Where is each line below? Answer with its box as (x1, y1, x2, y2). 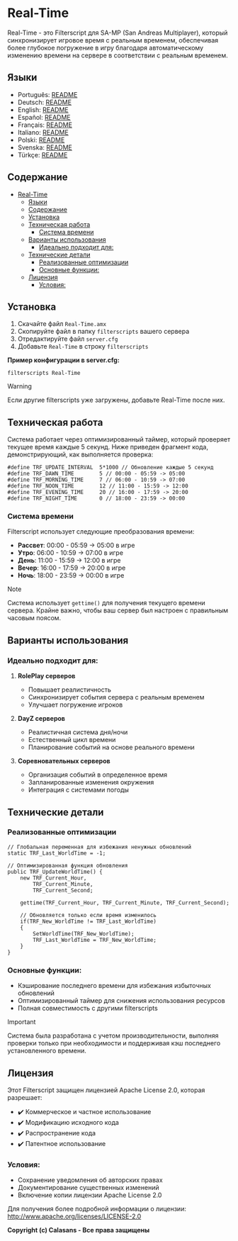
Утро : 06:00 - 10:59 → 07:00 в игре (17, 549, 124, 557)
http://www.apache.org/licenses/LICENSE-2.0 (7, 1212, 142, 1220)
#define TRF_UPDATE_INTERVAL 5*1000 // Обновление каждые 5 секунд (7, 464, 214, 471)
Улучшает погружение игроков (28, 700, 123, 709)
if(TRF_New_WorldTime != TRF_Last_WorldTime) (20, 918, 157, 925)
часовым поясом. (7, 614, 62, 622)
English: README (17, 105, 69, 114)
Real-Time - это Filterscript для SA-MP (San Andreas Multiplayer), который (7, 28, 228, 37)
